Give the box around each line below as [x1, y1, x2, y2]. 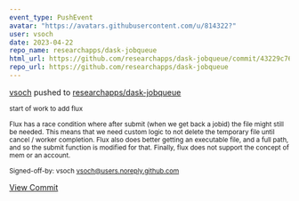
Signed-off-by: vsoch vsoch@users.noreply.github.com [9, 166, 180, 175]
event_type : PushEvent [9, 12, 93, 22]
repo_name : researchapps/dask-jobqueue [9, 46, 158, 55]
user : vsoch [9, 29, 53, 38]
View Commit [9, 181, 59, 192]
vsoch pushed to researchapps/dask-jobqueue [9, 86, 182, 98]
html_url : [9, 54, 46, 63]
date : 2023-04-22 [9, 37, 74, 47]
